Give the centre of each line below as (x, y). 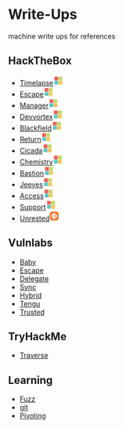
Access (32, 196)
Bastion (32, 173)
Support (33, 207)
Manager (34, 105)
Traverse (34, 356)
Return (30, 139)
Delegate (34, 278)
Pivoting (33, 416)
